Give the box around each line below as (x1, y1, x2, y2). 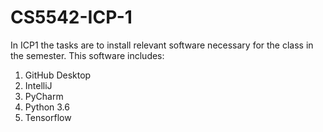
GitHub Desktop (24, 69, 92, 81)
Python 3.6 (24, 101, 70, 113)
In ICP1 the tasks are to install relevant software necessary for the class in (10, 39, 314, 51)
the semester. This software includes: (10, 49, 165, 61)
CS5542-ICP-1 (10, 6, 133, 29)
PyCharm (24, 90, 64, 102)
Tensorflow (24, 111, 72, 123)
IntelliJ (24, 79, 53, 91)
